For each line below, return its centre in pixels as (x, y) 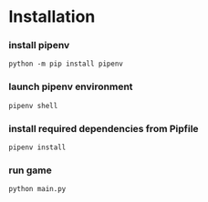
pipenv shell (33, 106)
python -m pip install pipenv (66, 64)
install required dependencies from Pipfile (104, 128)
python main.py (37, 189)
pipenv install (37, 147)
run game (30, 170)
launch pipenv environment (71, 86)
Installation (52, 17)
